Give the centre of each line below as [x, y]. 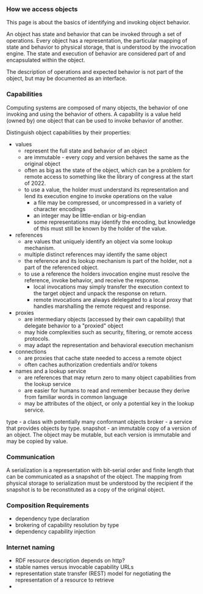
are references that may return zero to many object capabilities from [110, 378]
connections [31, 351]
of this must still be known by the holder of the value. [100, 228]
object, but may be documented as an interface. [66, 79]
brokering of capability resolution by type [67, 525]
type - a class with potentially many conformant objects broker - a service [99, 421]
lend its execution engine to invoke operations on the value [98, 196]
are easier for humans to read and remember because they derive [107, 390]
